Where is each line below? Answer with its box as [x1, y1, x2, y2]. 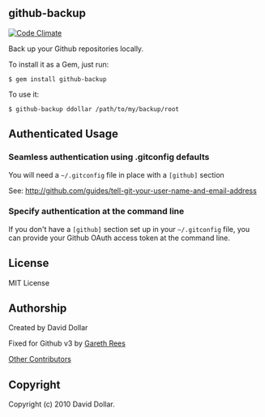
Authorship [8, 302, 67, 315]
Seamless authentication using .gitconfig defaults [8, 152, 210, 163]
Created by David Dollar [8, 323, 88, 333]
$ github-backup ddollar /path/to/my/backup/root [8, 105, 180, 113]
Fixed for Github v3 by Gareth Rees [8, 338, 126, 348]
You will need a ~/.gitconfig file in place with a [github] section [8, 170, 224, 179]
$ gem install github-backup [8, 75, 107, 84]
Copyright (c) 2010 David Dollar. [8, 399, 115, 409]
